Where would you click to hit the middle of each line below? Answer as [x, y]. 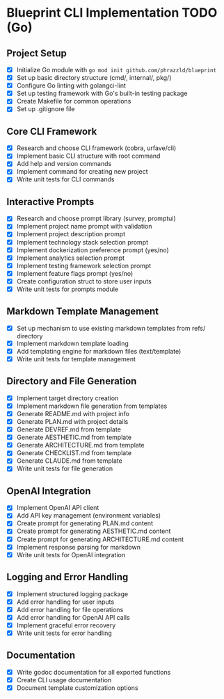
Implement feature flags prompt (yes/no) [75, 273]
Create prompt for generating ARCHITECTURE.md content [100, 539]
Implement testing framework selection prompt [84, 265]
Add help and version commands [64, 164]
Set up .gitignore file [46, 109]
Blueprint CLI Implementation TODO [112, 13]
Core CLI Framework [52, 131]
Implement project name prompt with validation [84, 227]
